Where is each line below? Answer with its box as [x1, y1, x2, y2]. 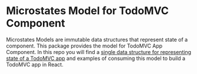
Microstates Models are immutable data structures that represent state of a [6, 36, 188, 43]
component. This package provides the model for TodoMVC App [6, 42, 163, 49]
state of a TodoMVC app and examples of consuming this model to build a [6, 55, 186, 62]
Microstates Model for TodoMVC [6, 4, 169, 18]
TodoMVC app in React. [6, 60, 64, 68]
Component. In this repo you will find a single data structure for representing [6, 48, 192, 55]
